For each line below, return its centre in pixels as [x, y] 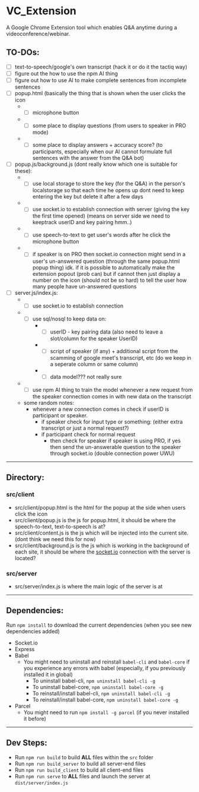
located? [25, 558]
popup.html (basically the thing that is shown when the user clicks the [100, 93]
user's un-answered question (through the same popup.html [106, 261]
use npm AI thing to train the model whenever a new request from [113, 389]
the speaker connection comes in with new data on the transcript [112, 396]
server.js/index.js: [36, 293]
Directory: [25, 478]
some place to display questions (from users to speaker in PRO [109, 125]
